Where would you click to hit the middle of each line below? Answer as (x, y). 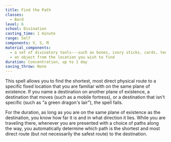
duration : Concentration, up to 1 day (46, 62)
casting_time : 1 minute (31, 33)
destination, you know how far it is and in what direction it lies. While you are (85, 118)
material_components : (28, 48)
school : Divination (26, 29)
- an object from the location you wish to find (62, 57)
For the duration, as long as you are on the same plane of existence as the (83, 113)
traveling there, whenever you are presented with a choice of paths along (82, 123)
